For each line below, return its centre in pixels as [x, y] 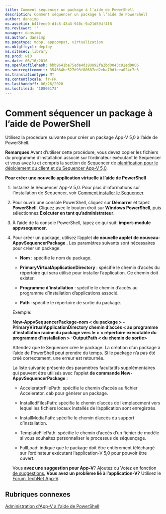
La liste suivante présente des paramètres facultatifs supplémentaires [84, 368]
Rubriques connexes [38, 494]
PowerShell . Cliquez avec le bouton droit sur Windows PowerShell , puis [87, 208]
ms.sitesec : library [27, 51]
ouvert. [27, 458]
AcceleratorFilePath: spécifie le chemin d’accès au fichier [79, 388]
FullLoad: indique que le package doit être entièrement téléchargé [87, 448]
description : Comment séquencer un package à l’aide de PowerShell [77, 14]
